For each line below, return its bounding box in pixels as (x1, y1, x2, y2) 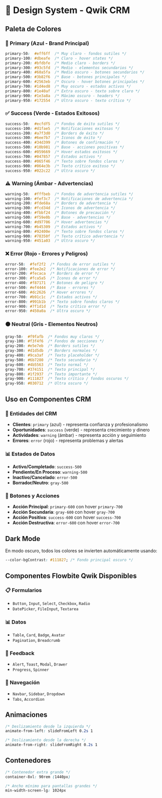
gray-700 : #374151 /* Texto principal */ (5, 367, 95, 372)
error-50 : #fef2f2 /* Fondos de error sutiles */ (5, 261, 115, 267)
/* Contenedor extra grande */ (5, 769, 71, 775)
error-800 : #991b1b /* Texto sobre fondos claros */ (5, 299, 120, 304)
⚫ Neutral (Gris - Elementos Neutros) (5, 321, 98, 328)
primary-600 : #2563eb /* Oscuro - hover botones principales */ (5, 79, 144, 85)
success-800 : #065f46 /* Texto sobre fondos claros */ (5, 159, 124, 164)
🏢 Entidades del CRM (5, 410, 57, 417)
